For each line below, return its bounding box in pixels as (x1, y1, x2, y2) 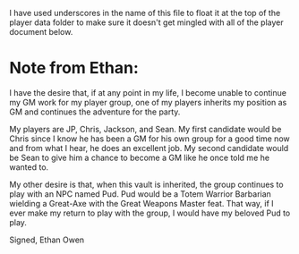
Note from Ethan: (9, 58, 139, 79)
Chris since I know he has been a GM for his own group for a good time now (9, 133, 290, 144)
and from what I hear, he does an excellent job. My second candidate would (9, 142, 289, 153)
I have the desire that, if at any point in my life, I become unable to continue (9, 87, 286, 97)
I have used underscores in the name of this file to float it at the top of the (9, 8, 281, 18)
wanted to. (9, 161, 49, 173)
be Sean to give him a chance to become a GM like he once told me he (9, 152, 270, 163)
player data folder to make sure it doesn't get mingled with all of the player (9, 17, 284, 28)
